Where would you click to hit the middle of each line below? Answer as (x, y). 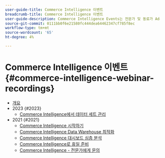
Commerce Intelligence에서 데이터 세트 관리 (63, 114)
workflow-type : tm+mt (27, 28)
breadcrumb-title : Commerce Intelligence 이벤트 (54, 14)
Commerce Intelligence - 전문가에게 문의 (60, 150)
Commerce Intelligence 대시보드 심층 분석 (61, 138)
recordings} (30, 89)
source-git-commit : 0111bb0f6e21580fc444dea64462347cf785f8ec (70, 23)
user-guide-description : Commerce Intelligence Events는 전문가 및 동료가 (79, 19)
